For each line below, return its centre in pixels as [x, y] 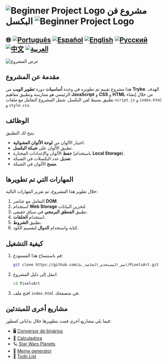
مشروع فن [127, 11]
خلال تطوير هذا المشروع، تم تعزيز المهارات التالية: [52, 192]
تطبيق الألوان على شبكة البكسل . [43, 148]
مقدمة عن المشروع [32, 77]
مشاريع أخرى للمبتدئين [37, 309]
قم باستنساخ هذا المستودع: [38, 256]
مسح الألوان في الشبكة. [35, 164]
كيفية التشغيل [24, 244]
